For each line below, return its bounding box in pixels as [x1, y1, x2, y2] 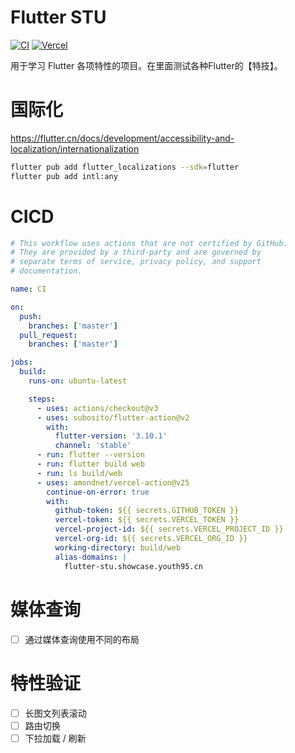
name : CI [10, 284, 47, 295]
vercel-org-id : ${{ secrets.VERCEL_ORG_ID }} [54, 534, 248, 544]
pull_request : [19, 330, 78, 340]
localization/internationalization [10, 142, 140, 155]
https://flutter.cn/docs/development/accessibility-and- [10, 132, 235, 144]
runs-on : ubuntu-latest [28, 376, 128, 386]
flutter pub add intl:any [10, 171, 118, 181]
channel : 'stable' [54, 441, 132, 451]
